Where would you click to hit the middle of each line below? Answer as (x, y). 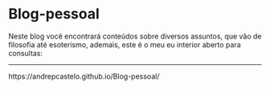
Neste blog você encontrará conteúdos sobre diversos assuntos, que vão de (135, 36)
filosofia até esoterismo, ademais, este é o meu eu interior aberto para (125, 44)
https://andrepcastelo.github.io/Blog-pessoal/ (84, 76)
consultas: (25, 53)
